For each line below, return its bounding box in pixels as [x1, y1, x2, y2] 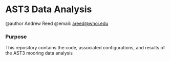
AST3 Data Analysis [5, 4, 92, 15]
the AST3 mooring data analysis [5, 50, 73, 56]
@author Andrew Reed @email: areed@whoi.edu [5, 20, 109, 26]
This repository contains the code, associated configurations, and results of [5, 45, 165, 51]
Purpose [5, 33, 27, 40]
